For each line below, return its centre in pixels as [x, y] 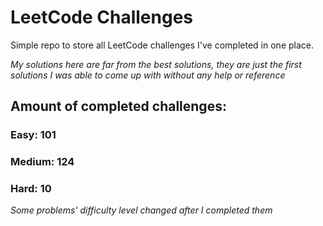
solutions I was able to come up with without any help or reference [148, 75]
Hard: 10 [31, 189]
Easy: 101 [33, 135]
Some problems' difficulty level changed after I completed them [141, 210]
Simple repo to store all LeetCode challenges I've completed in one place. [162, 45]
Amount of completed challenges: [118, 106]
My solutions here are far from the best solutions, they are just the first [156, 64]
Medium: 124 [42, 162]
